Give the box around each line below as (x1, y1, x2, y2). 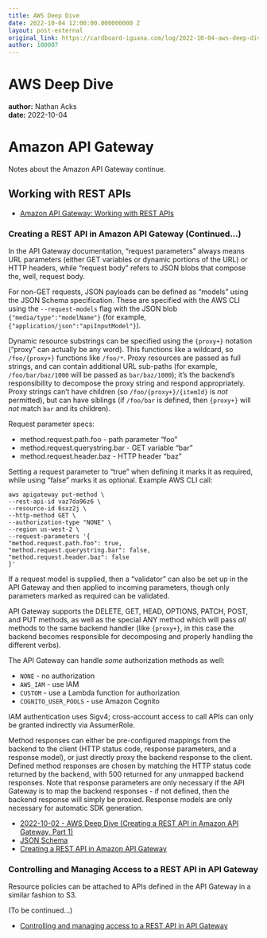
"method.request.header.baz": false (8, 553, 130, 561)
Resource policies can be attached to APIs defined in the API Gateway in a (8, 882, 252, 891)
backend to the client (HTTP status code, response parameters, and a (8, 744, 237, 754)
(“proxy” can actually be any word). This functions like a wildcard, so (8, 345, 234, 355)
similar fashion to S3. (8, 890, 77, 900)
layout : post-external (8, 26, 83, 34)
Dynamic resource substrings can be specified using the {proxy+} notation (8, 336, 253, 346)
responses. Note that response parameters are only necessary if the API (8, 778, 245, 788)
